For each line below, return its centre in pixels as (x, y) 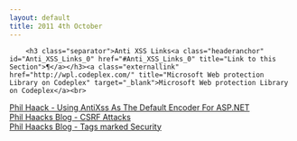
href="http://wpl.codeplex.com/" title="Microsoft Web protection (137, 75)
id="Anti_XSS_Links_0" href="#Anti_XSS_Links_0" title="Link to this (143, 59)
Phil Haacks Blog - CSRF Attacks (70, 117)
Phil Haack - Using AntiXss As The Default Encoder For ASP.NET (130, 107)
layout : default (40, 18)
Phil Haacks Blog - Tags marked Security (86, 127)
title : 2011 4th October (56, 26)
